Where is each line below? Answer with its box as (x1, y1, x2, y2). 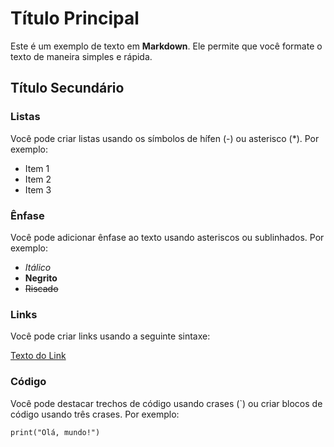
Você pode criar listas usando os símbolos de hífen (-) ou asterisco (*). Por (10, 132, 320, 144)
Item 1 (24, 162, 50, 174)
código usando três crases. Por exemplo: (10, 408, 180, 420)
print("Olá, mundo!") (10, 427, 101, 437)
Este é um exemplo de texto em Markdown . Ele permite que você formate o (10, 40, 323, 52)
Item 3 (24, 183, 52, 196)
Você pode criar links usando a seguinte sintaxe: (10, 330, 211, 342)
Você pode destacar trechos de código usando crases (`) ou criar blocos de (10, 397, 323, 409)
